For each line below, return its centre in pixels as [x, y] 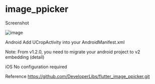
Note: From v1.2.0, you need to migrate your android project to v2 [73, 52]
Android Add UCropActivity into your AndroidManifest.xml [65, 42]
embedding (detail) [25, 57]
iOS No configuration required [36, 67]
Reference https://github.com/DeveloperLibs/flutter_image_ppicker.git [77, 76]
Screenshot [17, 23]
